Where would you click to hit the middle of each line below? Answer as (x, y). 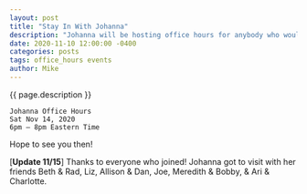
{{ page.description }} (51, 94)
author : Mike (34, 69)
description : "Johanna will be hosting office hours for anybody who (145, 35)
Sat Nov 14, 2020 (42, 119)
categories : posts (44, 52)
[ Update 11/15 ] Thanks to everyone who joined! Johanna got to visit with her (153, 161)
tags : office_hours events (61, 60)
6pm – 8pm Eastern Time (55, 127)
